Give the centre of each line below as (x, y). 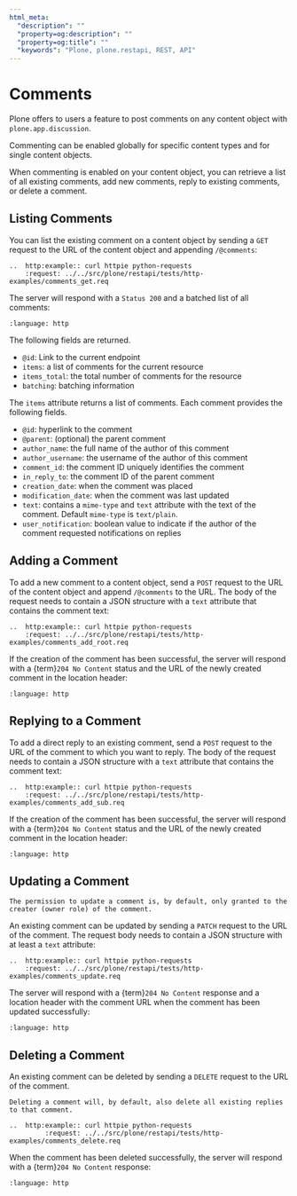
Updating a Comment (69, 881)
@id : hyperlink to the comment (77, 429)
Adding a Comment (63, 561)
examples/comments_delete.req (65, 1141)
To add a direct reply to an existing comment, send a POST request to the (141, 743)
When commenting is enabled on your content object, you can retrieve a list (148, 172)
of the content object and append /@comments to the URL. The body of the (143, 592)
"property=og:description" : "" (75, 34)
